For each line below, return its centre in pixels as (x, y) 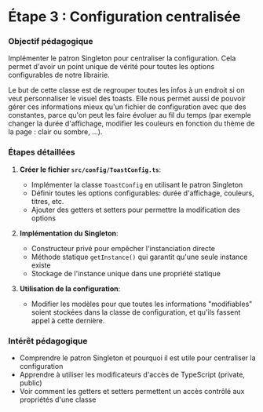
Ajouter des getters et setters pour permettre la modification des (136, 210)
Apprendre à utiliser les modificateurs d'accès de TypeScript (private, (132, 375)
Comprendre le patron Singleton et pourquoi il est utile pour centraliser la (138, 358)
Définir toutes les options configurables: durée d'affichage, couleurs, (142, 193)
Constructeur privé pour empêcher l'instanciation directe (123, 248)
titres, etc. (47, 201)
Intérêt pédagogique (48, 341)
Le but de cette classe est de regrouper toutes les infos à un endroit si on (126, 90)
